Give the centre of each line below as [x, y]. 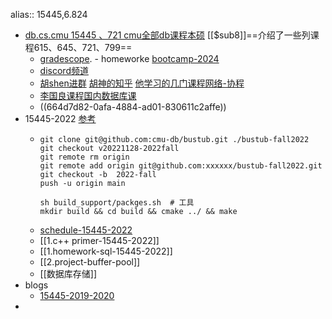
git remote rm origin [84, 157]
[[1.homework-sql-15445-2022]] [106, 251]
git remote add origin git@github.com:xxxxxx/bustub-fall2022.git [181, 166]
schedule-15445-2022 [86, 230]
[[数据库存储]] [68, 273]
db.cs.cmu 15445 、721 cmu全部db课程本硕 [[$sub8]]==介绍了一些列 [167, 35]
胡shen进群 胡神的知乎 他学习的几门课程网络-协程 [142, 83]
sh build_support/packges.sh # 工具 [117, 203]
